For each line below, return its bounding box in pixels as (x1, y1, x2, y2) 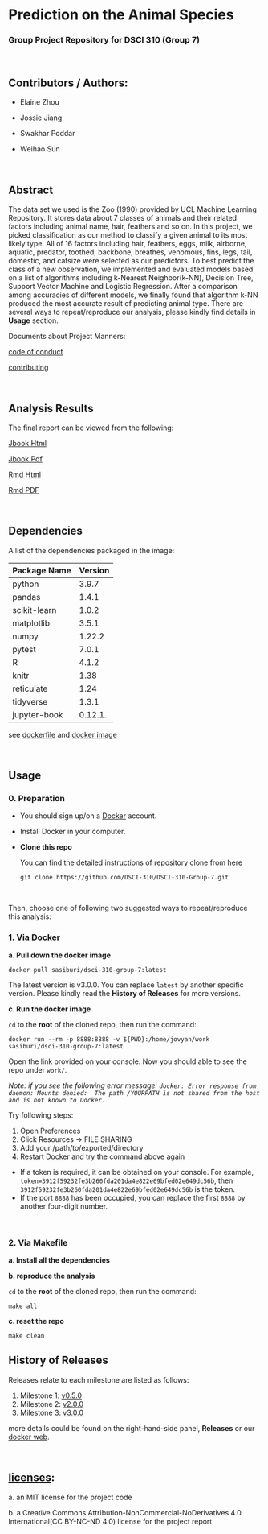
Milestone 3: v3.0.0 (19, 1408, 84, 1417)
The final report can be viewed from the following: (8, 423, 174, 432)
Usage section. (8, 316, 59, 325)
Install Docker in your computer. (19, 827, 126, 837)
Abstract (8, 183, 54, 196)
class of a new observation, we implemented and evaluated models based (8, 264, 254, 275)
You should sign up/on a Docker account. (19, 811, 157, 821)
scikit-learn (12, 604, 57, 615)
